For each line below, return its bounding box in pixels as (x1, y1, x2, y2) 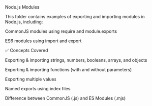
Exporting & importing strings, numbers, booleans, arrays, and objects (5, 57, 148, 63)
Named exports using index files (5, 86, 71, 91)
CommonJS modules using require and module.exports (5, 28, 117, 34)
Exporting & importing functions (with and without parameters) (5, 67, 132, 73)
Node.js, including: (5, 19, 43, 25)
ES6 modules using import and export (5, 38, 82, 44)
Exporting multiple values (5, 76, 57, 82)
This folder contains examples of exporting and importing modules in (5, 14, 145, 19)
